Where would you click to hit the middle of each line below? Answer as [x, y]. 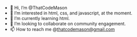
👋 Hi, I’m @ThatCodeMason [39, 8]
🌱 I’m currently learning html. [40, 18]
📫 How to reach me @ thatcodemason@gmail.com [62, 29]
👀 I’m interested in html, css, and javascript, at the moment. [71, 13]
